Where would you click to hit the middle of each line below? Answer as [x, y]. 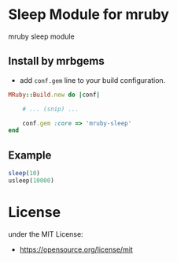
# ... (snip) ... [51, 109]
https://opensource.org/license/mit [76, 249]
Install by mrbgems [56, 61]
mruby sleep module [41, 36]
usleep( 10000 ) [31, 180]
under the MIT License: [46, 234]
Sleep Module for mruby [88, 15]
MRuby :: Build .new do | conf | [54, 95]
